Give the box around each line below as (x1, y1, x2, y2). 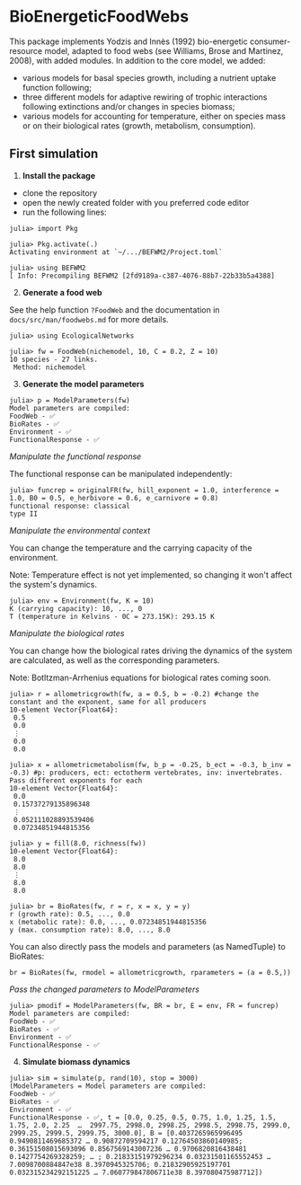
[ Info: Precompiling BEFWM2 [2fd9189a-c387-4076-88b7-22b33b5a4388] (9, 271, 276, 280)
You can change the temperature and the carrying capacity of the (9, 542, 252, 553)
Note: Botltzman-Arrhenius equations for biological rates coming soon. (9, 672, 271, 683)
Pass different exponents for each (9, 775, 143, 785)
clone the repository (22, 187, 98, 199)
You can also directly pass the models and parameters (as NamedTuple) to (9, 941, 286, 951)
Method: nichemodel (13, 362, 87, 372)
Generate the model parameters (22, 378, 145, 389)
